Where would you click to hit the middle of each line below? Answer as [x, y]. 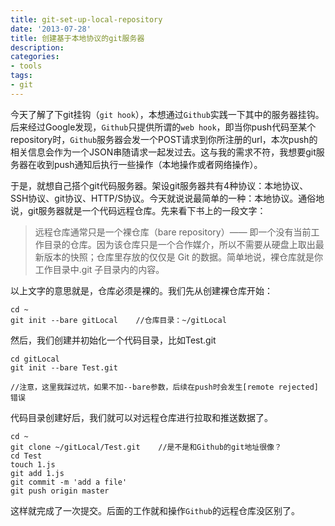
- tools [26, 66]
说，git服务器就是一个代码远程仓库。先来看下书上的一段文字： [138, 210]
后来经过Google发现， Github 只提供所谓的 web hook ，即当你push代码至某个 [163, 127]
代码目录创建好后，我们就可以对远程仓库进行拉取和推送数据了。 [141, 417]
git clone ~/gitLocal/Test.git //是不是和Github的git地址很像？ [146, 447]
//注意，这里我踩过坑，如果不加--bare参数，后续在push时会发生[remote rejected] [164, 387]
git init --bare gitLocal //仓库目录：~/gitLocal [118, 320]
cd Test [26, 456]
